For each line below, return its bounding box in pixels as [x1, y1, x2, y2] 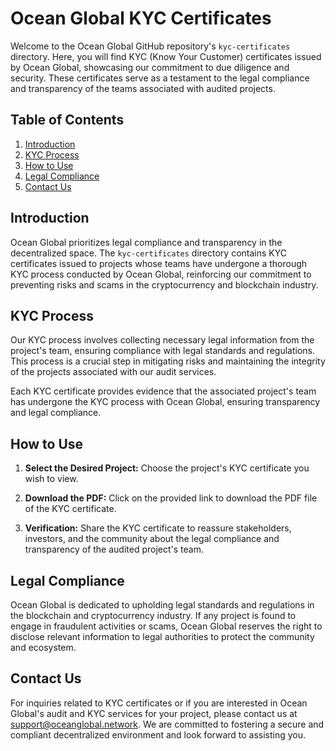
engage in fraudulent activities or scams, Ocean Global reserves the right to [10, 620, 323, 632]
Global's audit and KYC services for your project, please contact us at [10, 707, 298, 719]
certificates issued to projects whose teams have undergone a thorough [10, 257, 308, 269]
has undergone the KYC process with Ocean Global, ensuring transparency [10, 396, 321, 408]
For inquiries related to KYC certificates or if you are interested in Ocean [10, 697, 308, 709]
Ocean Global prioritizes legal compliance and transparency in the [10, 236, 283, 248]
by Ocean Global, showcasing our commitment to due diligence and [10, 61, 290, 73]
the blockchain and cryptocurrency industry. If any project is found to [10, 610, 297, 621]
